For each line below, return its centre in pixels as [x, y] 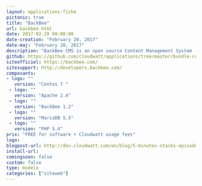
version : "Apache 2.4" [42, 95]
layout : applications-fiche [41, 12]
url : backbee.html [29, 28]
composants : [21, 73]
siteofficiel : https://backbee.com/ [52, 62]
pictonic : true [25, 17]
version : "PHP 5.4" [38, 129]
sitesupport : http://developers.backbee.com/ [64, 67]
